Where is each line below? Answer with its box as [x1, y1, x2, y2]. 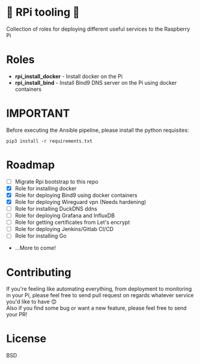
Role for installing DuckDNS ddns [14, 205, 97, 212]
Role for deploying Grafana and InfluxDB [14, 212, 115, 219]
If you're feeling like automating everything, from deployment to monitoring [6, 285, 192, 292]
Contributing [6, 265, 71, 279]
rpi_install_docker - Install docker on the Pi [14, 72, 123, 80]
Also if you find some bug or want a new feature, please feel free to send [6, 304, 187, 312]
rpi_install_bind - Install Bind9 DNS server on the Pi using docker [14, 79, 177, 86]
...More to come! [14, 244, 56, 251]
